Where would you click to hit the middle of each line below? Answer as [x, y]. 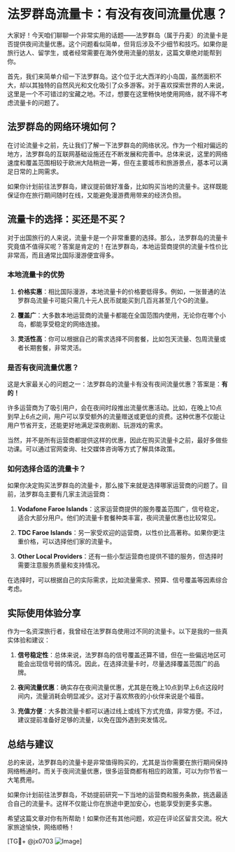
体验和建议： [31, 640]
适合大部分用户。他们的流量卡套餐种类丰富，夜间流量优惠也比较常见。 [119, 518]
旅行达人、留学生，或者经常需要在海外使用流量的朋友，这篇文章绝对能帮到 [114, 53]
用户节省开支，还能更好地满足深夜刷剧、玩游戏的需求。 [87, 426]
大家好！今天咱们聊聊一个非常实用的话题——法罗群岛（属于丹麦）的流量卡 [114, 35]
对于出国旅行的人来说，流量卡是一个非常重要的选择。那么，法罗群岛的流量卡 [117, 237]
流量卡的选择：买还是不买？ [67, 219]
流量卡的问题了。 [38, 102]
